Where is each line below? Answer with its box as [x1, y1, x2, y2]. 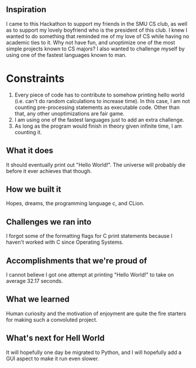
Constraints [6, 72, 65, 85]
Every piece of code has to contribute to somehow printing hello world [14, 91, 185, 98]
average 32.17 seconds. [6, 278, 63, 284]
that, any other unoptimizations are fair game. [14, 110, 125, 117]
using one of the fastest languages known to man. [6, 51, 127, 58]
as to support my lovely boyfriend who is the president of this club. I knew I [6, 26, 188, 33]
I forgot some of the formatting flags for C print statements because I [6, 233, 173, 240]
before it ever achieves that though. [6, 167, 92, 175]
